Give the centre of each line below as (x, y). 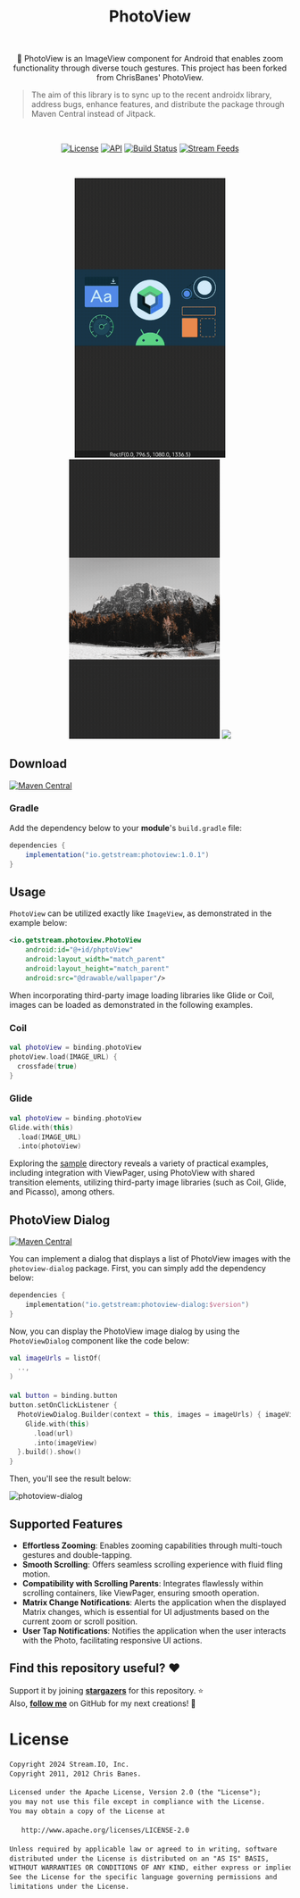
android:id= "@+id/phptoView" (79, 950)
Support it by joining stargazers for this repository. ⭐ (106, 1690)
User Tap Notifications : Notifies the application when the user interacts (154, 1631)
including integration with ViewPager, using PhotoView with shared (132, 1173)
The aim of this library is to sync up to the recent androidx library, (151, 95)
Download (38, 764)
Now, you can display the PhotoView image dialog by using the (125, 1331)
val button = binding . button (63, 1396)
